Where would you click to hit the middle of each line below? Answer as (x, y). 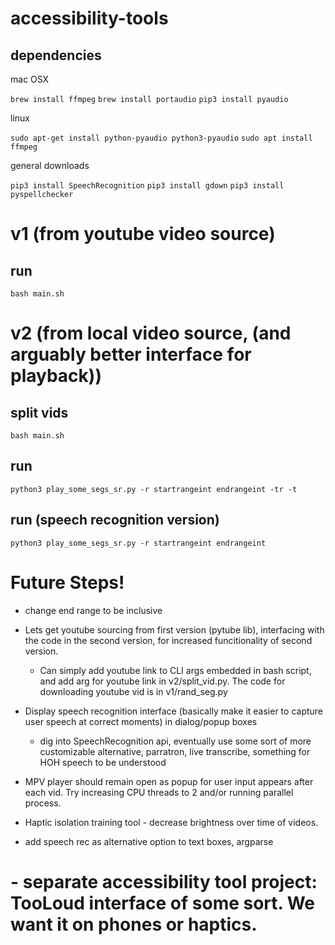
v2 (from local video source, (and (151, 333)
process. (43, 803)
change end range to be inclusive (93, 610)
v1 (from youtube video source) (143, 234)
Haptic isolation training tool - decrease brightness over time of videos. (171, 822)
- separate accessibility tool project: (164, 881)
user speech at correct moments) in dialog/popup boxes (141, 721)
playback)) (56, 376)
